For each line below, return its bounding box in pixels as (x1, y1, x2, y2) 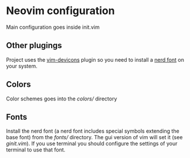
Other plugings (6, 41, 63, 51)
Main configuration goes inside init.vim (6, 23, 100, 31)
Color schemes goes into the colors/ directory (6, 95, 117, 102)
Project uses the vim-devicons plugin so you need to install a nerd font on (6, 56, 185, 63)
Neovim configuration (6, 4, 116, 18)
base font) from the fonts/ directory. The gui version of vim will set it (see (6, 134, 183, 141)
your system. (6, 62, 38, 69)
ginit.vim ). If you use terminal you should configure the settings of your (6, 140, 178, 147)
